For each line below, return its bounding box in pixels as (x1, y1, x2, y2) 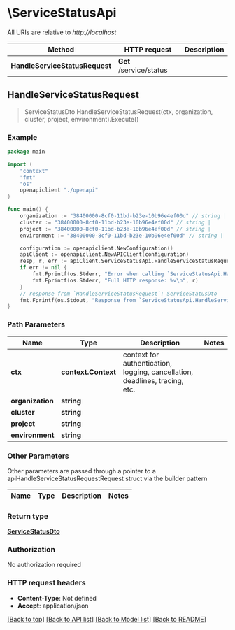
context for (122, 350, 159, 359)
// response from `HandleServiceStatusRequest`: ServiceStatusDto (20, 290, 218, 297)
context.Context (61, 367, 117, 377)
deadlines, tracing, (122, 375, 184, 385)
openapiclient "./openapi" (20, 187, 99, 194)
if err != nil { (20, 264, 68, 271)
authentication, (122, 358, 173, 368)
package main (7, 148, 45, 155)
